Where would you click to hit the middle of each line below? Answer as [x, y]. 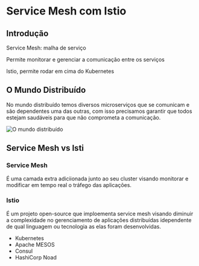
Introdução [27, 33]
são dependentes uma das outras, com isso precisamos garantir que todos [99, 111]
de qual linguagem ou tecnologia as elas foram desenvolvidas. [84, 226]
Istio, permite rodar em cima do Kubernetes [60, 71]
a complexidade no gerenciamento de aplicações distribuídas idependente [99, 220]
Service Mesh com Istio [66, 11]
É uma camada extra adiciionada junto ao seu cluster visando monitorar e [97, 179]
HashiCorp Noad [36, 257]
